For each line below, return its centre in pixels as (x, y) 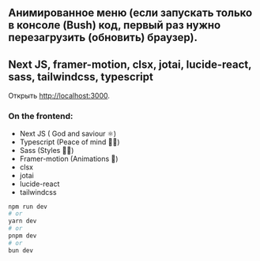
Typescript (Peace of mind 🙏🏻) (70, 142)
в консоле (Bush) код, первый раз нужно (115, 26)
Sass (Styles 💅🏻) (47, 150)
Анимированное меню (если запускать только (130, 13)
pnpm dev (23, 236)
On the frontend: (41, 116)
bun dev (21, 250)
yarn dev (23, 221)
